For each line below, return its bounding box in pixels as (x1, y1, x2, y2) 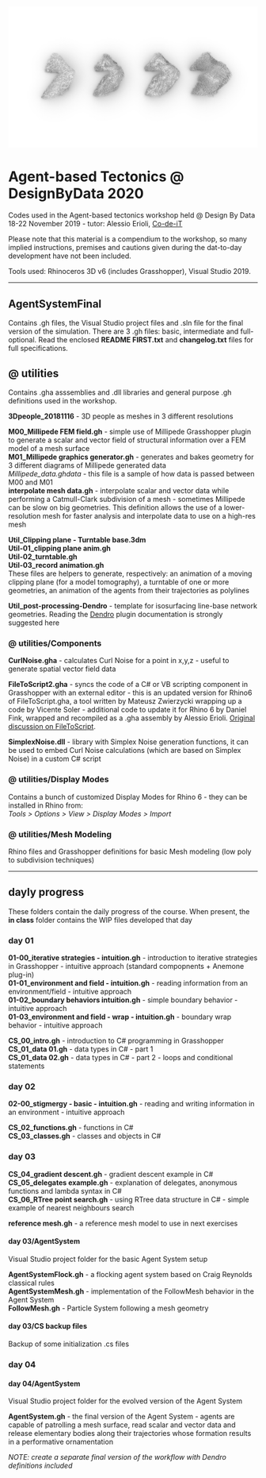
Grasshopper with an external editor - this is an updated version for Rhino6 (8, 688, 253, 697)
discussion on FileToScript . (8, 722, 97, 731)
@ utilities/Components (8, 638, 102, 649)
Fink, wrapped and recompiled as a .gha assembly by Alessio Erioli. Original (8, 713, 256, 723)
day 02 (8, 1081, 36, 1092)
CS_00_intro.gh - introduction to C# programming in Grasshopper (8, 1036, 224, 1046)
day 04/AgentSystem (8, 1379, 81, 1388)
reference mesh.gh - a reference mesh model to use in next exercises (8, 1218, 238, 1228)
